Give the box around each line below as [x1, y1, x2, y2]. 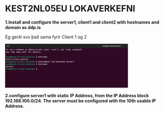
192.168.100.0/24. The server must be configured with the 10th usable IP [5, 98, 156, 104]
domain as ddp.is [5, 24, 41, 30]
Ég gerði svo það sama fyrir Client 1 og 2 [5, 34, 87, 40]
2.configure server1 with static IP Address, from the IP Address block [5, 92, 149, 98]
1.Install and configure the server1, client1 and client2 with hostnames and [5, 19, 160, 25]
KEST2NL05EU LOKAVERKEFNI [5, 3, 136, 14]
